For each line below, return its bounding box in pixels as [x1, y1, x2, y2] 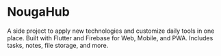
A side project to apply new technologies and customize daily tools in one [7, 27, 215, 35]
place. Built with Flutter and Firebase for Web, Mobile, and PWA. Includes [7, 33, 213, 42]
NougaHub [7, 4, 70, 20]
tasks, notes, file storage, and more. [7, 41, 109, 49]
